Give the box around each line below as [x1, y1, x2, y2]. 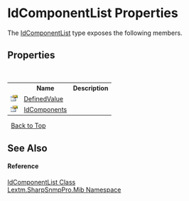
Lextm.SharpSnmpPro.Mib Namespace [7, 185, 121, 194]
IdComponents [23, 105, 67, 113]
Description [72, 84, 109, 93]
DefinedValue [23, 94, 64, 103]
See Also [7, 142, 48, 154]
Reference [7, 162, 39, 170]
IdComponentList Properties [7, 5, 179, 21]
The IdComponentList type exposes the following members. [7, 29, 183, 37]
